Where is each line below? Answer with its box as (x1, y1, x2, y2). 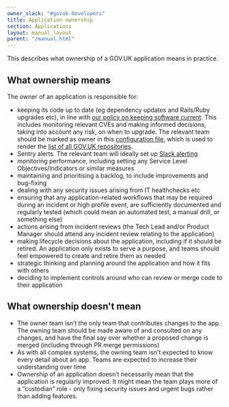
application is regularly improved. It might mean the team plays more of (16, 377, 218, 385)
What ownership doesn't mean (7, 301, 142, 312)
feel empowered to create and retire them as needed (16, 251, 166, 259)
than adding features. (16, 392, 78, 400)
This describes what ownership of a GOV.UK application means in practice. (7, 54, 219, 62)
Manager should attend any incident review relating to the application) (16, 229, 215, 237)
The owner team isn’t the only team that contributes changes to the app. (16, 318, 221, 327)
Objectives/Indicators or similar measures (16, 164, 135, 172)
